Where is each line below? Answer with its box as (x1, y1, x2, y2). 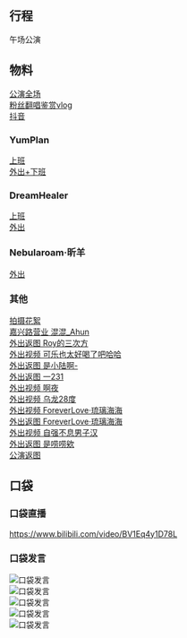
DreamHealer (9, 189, 69, 202)
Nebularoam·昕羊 (9, 246, 86, 259)
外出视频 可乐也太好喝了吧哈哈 (9, 349, 122, 359)
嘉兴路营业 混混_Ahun (9, 326, 89, 337)
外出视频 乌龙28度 (9, 393, 77, 404)
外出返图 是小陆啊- (9, 359, 79, 370)
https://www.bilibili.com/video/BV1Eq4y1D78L (9, 528, 178, 539)
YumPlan (9, 134, 50, 146)
